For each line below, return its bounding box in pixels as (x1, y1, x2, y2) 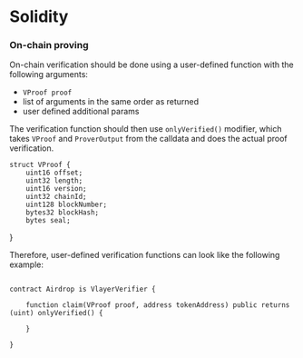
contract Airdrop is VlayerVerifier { (9, 284, 156, 294)
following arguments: (9, 69, 89, 80)
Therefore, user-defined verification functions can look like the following (9, 250, 280, 261)
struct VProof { (9, 161, 71, 170)
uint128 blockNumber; (25, 200, 107, 210)
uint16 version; (25, 184, 88, 194)
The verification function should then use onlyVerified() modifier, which (9, 124, 282, 134)
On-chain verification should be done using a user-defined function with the (9, 59, 294, 70)
